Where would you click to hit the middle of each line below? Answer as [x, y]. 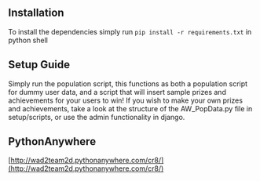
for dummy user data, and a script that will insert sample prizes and [117, 92]
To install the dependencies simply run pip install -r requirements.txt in [130, 31]
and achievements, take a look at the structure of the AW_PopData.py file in [130, 108]
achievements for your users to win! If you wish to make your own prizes [126, 100]
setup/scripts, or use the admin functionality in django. [97, 117]
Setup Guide [39, 65]
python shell [28, 40]
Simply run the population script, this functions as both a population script [128, 83]
